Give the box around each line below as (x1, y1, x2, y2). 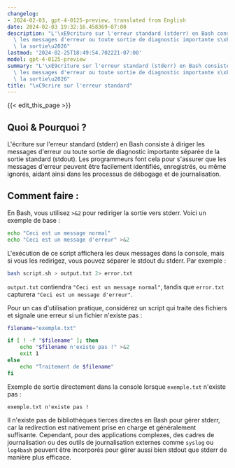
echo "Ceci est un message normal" (7, 229, 111, 237)
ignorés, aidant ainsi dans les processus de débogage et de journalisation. (7, 170, 222, 179)
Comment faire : (7, 190, 79, 202)
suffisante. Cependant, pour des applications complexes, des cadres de (7, 430, 215, 439)
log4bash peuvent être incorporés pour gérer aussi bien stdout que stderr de (7, 446, 227, 454)
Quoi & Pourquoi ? (7, 121, 87, 133)
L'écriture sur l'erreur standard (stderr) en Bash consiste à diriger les (7, 140, 205, 149)
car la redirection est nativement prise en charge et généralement (7, 423, 197, 432)
